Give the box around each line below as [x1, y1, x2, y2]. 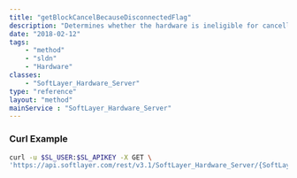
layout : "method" [9, 95, 73, 104]
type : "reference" [9, 87, 77, 96]
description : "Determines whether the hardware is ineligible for [9, 21, 259, 30]
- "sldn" [25, 54, 57, 63]
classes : [9, 71, 42, 80]
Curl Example [9, 133, 68, 145]
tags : [9, 37, 29, 47]
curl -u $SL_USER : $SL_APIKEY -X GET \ [9, 152, 152, 162]
